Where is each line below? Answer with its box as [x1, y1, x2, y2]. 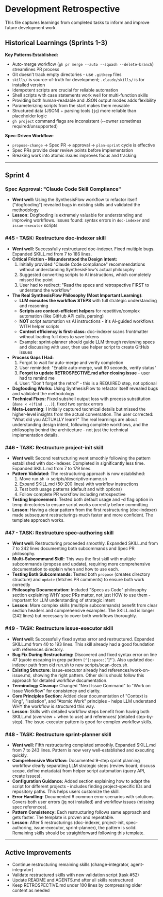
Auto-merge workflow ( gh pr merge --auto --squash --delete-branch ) [12, 61, 154, 67]
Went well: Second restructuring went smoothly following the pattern [12, 455, 151, 461]
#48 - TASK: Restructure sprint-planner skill [5, 731, 112, 738]
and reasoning [19, 303, 49, 309]
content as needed [12, 887, 50, 893]
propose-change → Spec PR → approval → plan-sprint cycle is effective [12, 142, 155, 148]
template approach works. [12, 517, 65, 523]
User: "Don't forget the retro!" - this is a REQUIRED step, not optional [19, 380, 157, 386]
